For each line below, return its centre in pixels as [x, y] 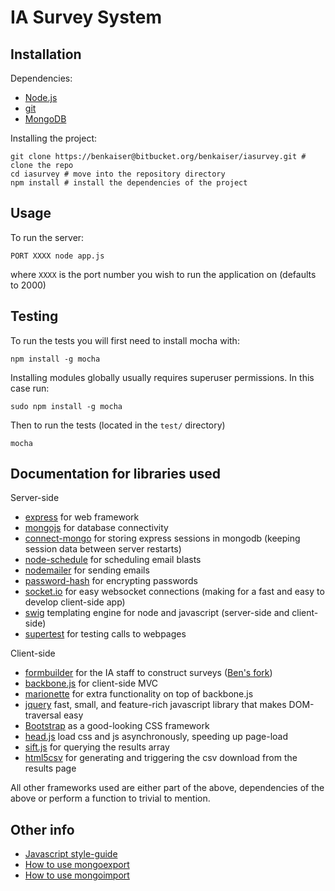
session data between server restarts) [103, 549]
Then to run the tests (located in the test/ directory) [118, 425]
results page [50, 768]
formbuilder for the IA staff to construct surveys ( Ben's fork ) [148, 673]
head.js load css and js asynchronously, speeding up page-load [156, 737]
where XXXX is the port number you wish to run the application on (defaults [163, 274]
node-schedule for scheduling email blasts [113, 560]
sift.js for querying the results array [97, 747]
